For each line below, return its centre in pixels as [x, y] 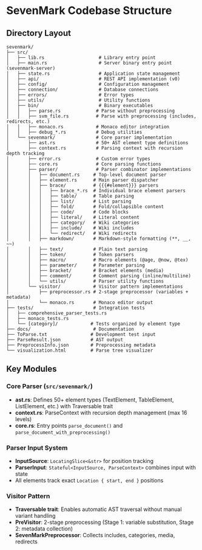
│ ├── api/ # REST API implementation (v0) [93, 79]
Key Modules [32, 369]
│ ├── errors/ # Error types [70, 95]
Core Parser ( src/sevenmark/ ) [49, 386]
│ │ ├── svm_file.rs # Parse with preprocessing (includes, [102, 116]
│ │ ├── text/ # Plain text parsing [77, 249]
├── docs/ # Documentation [70, 329]
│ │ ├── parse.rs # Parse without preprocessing [90, 111]
